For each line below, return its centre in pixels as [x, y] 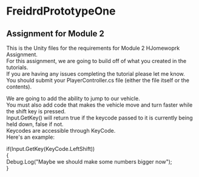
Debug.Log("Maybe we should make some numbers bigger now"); [89, 162]
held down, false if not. [35, 124]
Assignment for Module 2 [55, 34]
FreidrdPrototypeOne [61, 11]
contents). [19, 87]
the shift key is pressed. [36, 111]
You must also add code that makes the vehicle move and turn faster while [99, 105]
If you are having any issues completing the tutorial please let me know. [96, 74]
